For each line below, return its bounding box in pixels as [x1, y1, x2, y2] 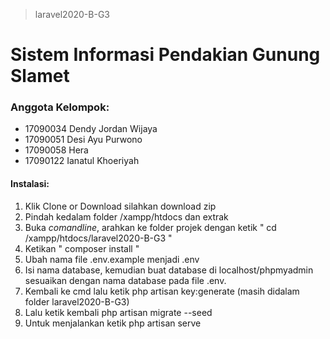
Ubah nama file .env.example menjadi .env [24, 253, 200, 265]
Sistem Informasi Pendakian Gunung [10, 44, 321, 66]
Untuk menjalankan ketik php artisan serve [24, 317, 202, 329]
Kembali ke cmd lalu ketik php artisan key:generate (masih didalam [24, 285, 300, 297]
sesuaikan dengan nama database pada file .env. [24, 274, 227, 286]
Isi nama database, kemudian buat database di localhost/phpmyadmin [24, 264, 314, 276]
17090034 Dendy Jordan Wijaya [24, 123, 158, 135]
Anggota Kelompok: [10, 100, 110, 114]
